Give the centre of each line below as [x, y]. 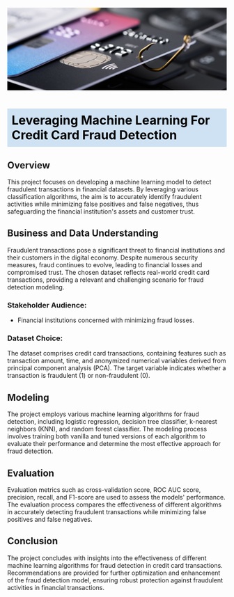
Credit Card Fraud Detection [94, 135]
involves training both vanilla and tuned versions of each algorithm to [106, 436]
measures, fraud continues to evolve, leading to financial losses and [105, 264]
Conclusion [33, 541]
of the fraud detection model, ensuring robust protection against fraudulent [115, 580]
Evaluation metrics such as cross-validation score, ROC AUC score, [104, 490]
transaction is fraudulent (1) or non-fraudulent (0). [79, 376]
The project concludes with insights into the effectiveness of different [107, 558]
